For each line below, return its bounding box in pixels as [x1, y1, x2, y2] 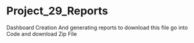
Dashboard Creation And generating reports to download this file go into [6, 24, 188, 31]
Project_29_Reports [6, 4, 109, 18]
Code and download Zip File [6, 30, 77, 37]
